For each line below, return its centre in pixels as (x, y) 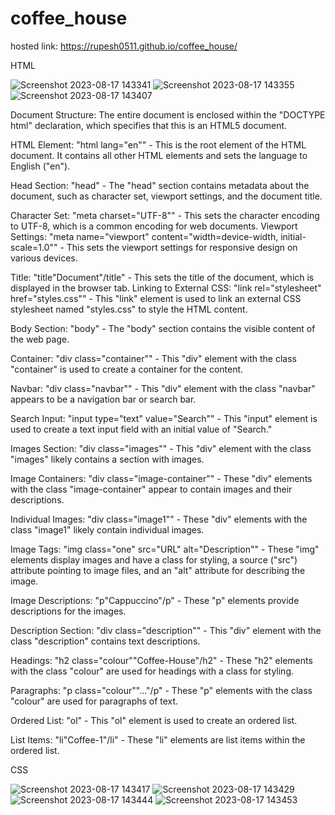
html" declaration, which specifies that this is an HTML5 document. (149, 125)
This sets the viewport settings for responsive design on (182, 247)
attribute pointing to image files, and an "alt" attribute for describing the (158, 570)
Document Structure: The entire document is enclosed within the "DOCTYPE (168, 114)
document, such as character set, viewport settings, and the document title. (166, 196)
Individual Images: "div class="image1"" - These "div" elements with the (159, 519)
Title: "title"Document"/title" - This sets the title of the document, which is (162, 277)
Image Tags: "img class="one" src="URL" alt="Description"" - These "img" (165, 549)
